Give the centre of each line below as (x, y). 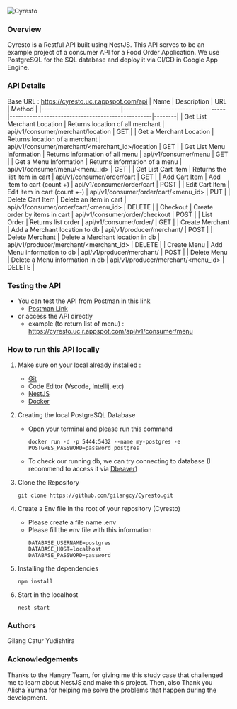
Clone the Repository (48, 483)
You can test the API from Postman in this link (84, 301)
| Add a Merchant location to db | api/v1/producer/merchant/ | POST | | (110, 229)
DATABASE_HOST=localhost (65, 549)
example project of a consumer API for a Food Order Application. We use (114, 53)
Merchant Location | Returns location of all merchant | (86, 123)
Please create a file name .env (72, 522)
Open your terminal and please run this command (100, 429)
